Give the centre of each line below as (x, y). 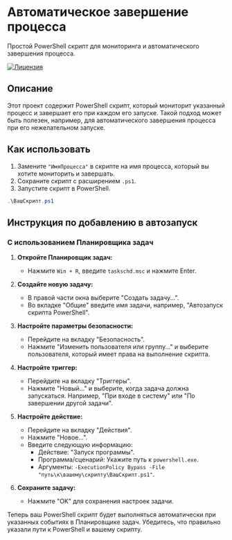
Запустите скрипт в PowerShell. (64, 188)
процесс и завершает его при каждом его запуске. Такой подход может (114, 112)
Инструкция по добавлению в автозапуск (102, 222)
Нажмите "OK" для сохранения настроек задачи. (101, 501)
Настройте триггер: (47, 368)
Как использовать (49, 150)
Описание (30, 88)
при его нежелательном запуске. (56, 127)
